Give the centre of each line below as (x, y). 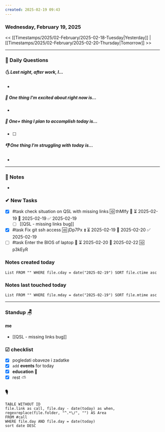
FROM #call (16, 417)
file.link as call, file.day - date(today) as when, (60, 408)
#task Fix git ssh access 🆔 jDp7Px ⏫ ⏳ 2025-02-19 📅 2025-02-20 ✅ (81, 230)
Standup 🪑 (19, 312)
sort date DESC (21, 426)
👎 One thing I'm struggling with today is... (49, 145)
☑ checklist (19, 350)
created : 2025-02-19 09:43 (33, 10)
